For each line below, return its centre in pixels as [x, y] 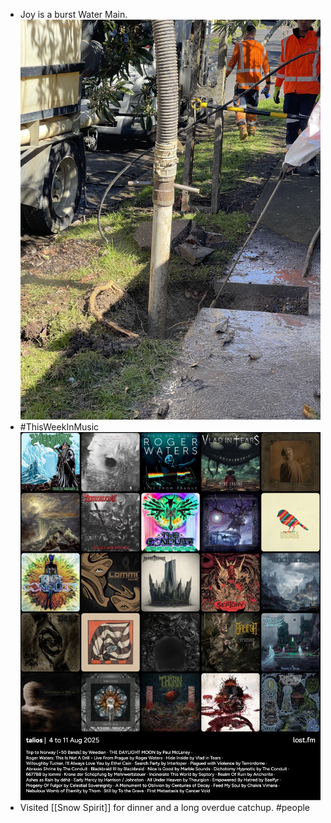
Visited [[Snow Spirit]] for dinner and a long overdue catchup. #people [165, 808]
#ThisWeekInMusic [59, 427]
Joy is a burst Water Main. [73, 14]
